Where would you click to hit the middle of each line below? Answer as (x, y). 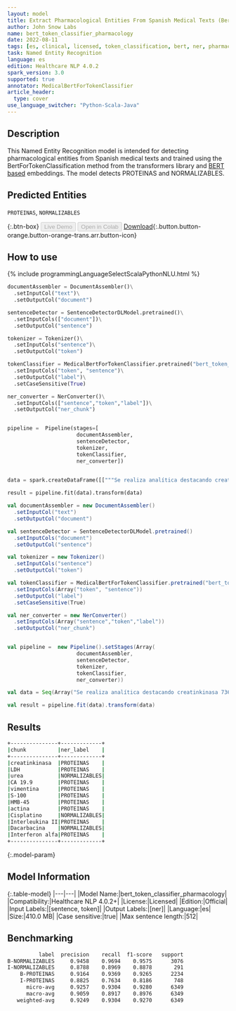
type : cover (31, 99)
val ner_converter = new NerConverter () (67, 615)
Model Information (49, 877)
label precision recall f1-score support (111, 954)
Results (24, 727)
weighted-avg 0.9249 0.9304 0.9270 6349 (100, 1000)
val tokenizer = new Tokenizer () (56, 557)
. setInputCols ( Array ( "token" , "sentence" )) (78, 589)
